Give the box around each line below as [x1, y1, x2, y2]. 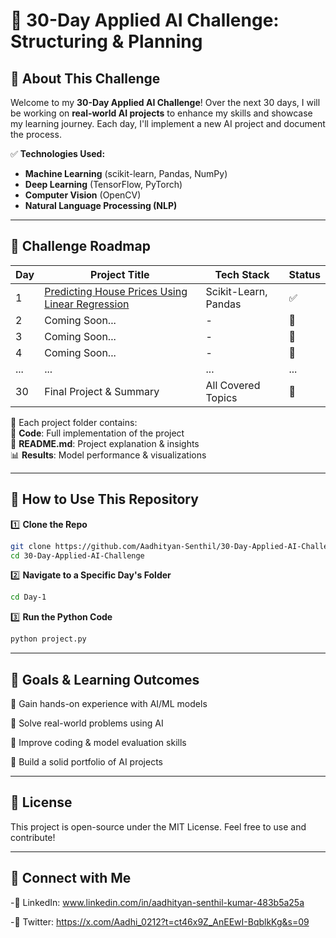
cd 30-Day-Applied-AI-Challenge [10, 550, 145, 561]
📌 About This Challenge [10, 70, 161, 87]
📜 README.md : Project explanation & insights [10, 437, 200, 449]
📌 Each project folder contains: [10, 416, 138, 428]
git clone [10, 541, 52, 551]
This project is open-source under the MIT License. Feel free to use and [10, 820, 307, 833]
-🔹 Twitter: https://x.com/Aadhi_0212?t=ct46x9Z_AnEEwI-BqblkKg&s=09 [10, 915, 310, 928]
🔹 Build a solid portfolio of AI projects [10, 755, 163, 768]
